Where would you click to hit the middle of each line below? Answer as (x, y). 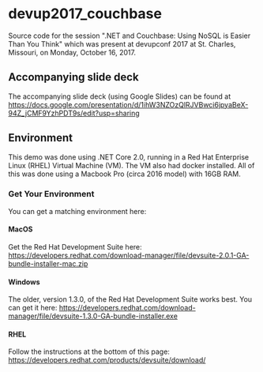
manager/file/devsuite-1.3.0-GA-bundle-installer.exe (93, 316)
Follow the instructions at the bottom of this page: (89, 351)
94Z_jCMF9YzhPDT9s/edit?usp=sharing (74, 113)
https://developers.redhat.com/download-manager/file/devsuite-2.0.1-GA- (129, 256)
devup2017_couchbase (85, 14)
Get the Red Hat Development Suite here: (75, 247)
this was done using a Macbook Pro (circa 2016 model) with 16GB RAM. (124, 174)
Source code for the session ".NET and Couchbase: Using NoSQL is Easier (130, 36)
